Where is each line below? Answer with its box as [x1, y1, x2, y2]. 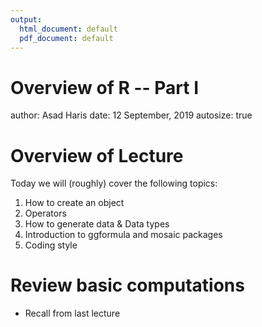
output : [10, 14, 43, 25]
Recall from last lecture [24, 307, 121, 320]
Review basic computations [10, 274, 245, 297]
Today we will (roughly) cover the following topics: [10, 177, 218, 190]
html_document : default [19, 24, 118, 34]
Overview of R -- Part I [10, 76, 200, 99]
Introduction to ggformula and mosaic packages [24, 229, 223, 241]
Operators [24, 207, 67, 220]
